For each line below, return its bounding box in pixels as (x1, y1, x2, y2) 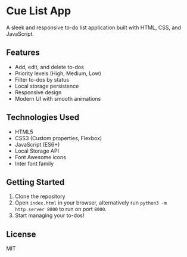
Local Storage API (14, 147, 60, 154)
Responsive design (14, 88, 62, 96)
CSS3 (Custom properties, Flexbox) (14, 134, 102, 141)
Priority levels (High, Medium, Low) (14, 70, 101, 77)
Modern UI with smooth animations (14, 95, 101, 102)
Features (6, 48, 40, 58)
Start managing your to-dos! (14, 212, 85, 219)
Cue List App (6, 4, 71, 18)
